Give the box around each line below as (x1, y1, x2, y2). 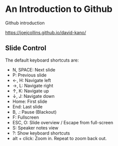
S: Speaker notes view (12, 125, 59, 131)
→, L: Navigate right (12, 82, 53, 88)
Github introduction (5, 20, 45, 26)
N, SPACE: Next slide (12, 67, 56, 73)
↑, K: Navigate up (12, 88, 49, 94)
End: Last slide (12, 103, 43, 110)
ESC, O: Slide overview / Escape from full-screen (12, 119, 114, 125)
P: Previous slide (12, 72, 47, 78)
